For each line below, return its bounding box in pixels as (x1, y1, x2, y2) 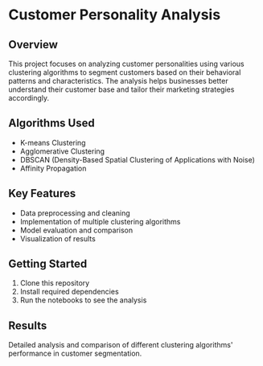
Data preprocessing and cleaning (19, 208, 130, 218)
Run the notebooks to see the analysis (19, 295, 147, 305)
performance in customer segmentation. (8, 348, 142, 359)
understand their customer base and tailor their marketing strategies (8, 84, 235, 94)
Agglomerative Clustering (19, 146, 105, 156)
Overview (8, 38, 59, 51)
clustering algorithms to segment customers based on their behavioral (8, 68, 241, 77)
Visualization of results (19, 233, 97, 243)
